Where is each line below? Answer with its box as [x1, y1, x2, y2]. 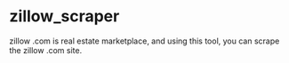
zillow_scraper [9, 6, 120, 27]
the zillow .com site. [9, 44, 83, 55]
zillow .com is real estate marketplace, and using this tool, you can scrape [9, 35, 280, 46]
